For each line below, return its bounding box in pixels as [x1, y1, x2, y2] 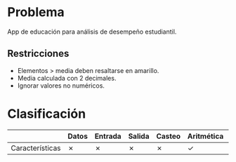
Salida [128, 131, 150, 141]
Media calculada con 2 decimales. [17, 74, 117, 82]
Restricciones [7, 48, 70, 60]
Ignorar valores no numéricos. [17, 81, 105, 90]
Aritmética [187, 131, 224, 141]
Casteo [156, 131, 181, 141]
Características [11, 143, 61, 153]
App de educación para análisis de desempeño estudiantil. [7, 27, 177, 36]
